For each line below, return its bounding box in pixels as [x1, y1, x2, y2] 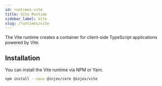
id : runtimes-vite [5, 7, 43, 12]
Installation [5, 54, 40, 62]
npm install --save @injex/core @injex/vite [5, 77, 98, 82]
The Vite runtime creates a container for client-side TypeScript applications [5, 34, 158, 40]
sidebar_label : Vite [5, 16, 48, 21]
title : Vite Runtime [5, 12, 48, 17]
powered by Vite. [5, 40, 40, 46]
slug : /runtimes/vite [5, 21, 50, 26]
